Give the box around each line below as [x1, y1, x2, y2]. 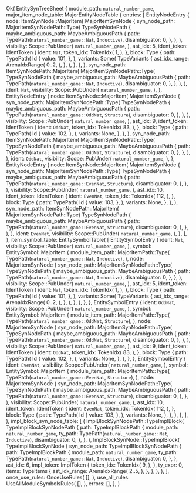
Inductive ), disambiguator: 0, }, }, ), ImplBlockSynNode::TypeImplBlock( [6, 437, 180, 443]
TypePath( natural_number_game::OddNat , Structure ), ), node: [6, 318, 152, 324]
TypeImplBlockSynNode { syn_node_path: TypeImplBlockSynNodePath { [6, 442, 182, 449]
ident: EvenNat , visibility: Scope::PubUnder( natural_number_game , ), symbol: [6, 361, 188, 368]
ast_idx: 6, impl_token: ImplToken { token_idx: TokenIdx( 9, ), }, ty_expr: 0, [6, 461, 184, 468]
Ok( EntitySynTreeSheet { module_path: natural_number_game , [6, 5, 154, 12]
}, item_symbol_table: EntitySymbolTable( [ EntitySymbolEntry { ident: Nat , [6, 236, 185, 243]
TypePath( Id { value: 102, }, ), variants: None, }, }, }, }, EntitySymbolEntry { [6, 355, 187, 362]
